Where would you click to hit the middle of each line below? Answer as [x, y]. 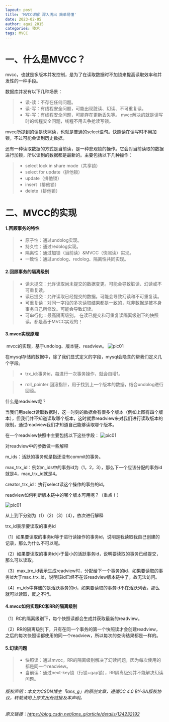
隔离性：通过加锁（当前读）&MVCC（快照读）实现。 [79, 253]
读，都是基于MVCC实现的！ [54, 321]
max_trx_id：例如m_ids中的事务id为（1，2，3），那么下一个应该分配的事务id [84, 467]
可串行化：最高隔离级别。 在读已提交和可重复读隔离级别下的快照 [92, 315]
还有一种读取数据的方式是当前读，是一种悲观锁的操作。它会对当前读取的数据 [84, 148]
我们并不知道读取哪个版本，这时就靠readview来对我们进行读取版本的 [92, 418]
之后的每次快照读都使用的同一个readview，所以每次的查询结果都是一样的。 [83, 635]
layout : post [19, 10]
